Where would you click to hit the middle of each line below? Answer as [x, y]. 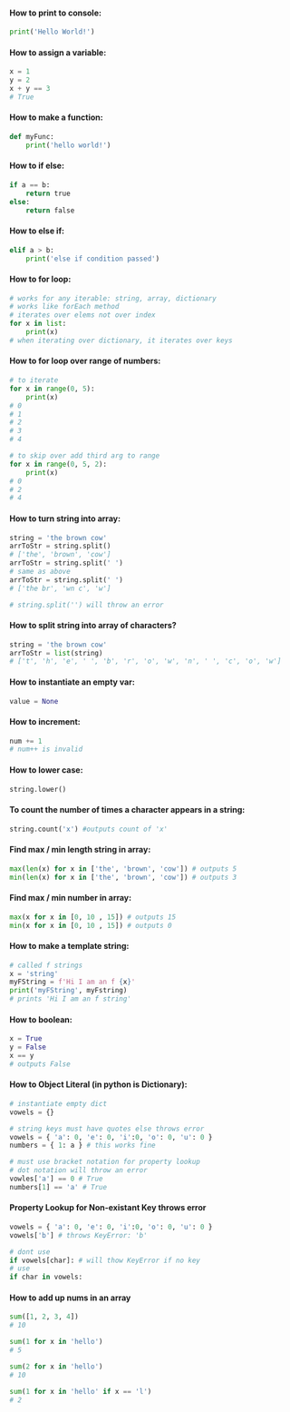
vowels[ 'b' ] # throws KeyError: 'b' [78, 1235]
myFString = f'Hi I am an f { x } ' [72, 982]
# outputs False [40, 1064]
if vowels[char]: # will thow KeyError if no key [105, 1260]
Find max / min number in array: [71, 898]
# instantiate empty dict [58, 1103]
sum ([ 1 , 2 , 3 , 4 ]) [44, 1317]
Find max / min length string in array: [80, 850]
